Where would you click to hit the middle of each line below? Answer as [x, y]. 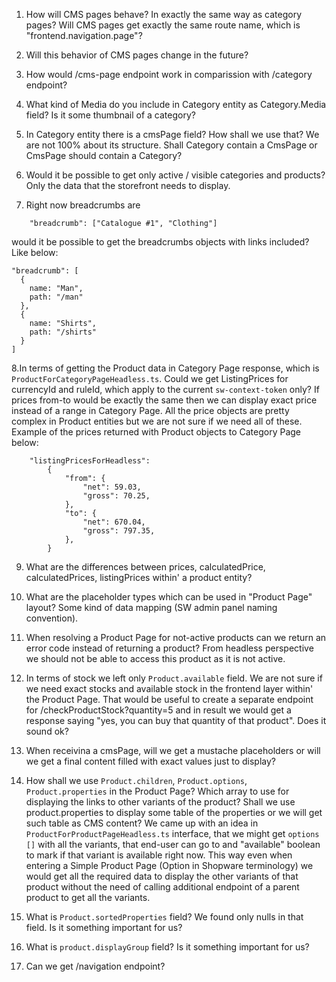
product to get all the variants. [88, 897]
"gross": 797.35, [119, 531]
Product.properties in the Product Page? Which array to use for [157, 791]
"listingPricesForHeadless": [90, 461]
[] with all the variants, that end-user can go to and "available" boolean [173, 844]
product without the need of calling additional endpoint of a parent [162, 887]
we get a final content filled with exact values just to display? [150, 761]
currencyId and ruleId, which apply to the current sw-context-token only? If [165, 389]
